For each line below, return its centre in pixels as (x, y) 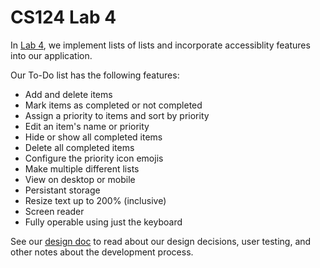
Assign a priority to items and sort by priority (117, 115)
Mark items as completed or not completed (113, 105)
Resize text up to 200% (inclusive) (95, 200)
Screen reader (54, 211)
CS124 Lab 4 (63, 17)
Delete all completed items (79, 147)
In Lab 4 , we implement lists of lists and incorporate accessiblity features (160, 45)
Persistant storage (62, 190)
